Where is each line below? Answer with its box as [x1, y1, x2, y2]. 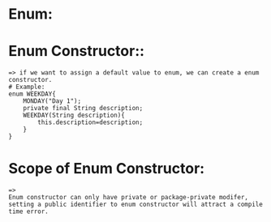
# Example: [8, 83, 45, 92]
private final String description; [23, 105, 144, 113]
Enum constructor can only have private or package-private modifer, [8, 194, 249, 202]
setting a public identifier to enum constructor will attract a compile [8, 200, 264, 209]
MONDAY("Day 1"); [23, 97, 82, 105]
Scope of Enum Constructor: [8, 160, 205, 178]
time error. [8, 207, 49, 216]
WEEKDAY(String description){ [23, 111, 126, 120]
